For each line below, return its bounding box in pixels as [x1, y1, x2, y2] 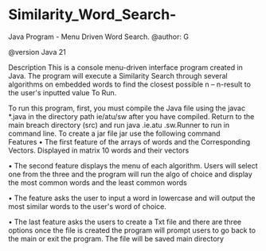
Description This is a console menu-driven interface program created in [8, 62, 243, 72]
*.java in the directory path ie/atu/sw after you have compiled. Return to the [8, 111, 255, 121]
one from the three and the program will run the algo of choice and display [8, 169, 252, 179]
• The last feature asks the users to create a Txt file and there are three [8, 217, 241, 226]
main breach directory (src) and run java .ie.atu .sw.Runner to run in [8, 120, 230, 129]
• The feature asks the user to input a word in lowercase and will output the [8, 193, 256, 203]
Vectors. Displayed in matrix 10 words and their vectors [8, 145, 190, 155]
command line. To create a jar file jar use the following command [8, 129, 221, 138]
